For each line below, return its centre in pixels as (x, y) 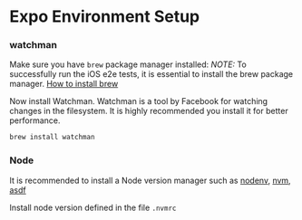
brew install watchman (52, 138)
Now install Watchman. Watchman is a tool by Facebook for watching (139, 101)
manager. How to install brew (64, 84)
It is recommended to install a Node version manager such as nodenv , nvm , (151, 180)
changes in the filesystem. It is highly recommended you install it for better (149, 111)
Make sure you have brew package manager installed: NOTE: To (128, 64)
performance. (35, 120)
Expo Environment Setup (105, 17)
